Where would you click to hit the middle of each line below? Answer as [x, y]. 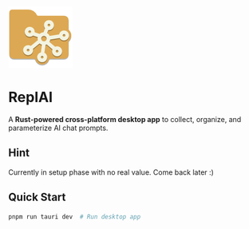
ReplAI [31, 97]
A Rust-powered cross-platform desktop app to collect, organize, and [125, 119]
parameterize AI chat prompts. [58, 128]
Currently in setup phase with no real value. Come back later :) [111, 172]
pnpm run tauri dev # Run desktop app [75, 217]
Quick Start [37, 197]
